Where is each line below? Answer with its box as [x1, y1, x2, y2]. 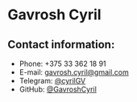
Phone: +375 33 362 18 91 [19, 59, 106, 68]
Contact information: [7, 38, 115, 51]
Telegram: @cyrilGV [19, 76, 86, 85]
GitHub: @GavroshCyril [19, 84, 98, 94]
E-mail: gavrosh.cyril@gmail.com [19, 67, 130, 77]
